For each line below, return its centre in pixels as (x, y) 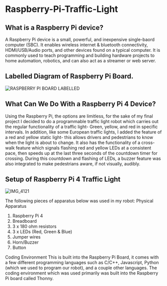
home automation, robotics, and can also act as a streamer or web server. (81, 61)
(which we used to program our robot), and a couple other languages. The (81, 268)
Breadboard (25, 221)
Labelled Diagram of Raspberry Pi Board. (69, 76)
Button (19, 248)
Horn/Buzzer (25, 242)
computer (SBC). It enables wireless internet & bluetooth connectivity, (77, 45)
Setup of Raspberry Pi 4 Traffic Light (63, 180)
